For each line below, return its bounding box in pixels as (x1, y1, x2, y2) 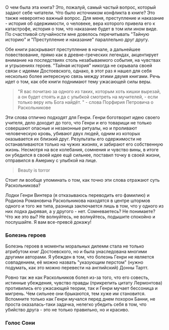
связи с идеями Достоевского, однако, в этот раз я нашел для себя (5, 68, 152, 74)
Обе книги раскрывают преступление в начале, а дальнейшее (5, 47, 141, 52)
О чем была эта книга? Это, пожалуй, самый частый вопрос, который (5, 5, 156, 10)
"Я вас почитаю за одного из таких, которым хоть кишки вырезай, (17, 89, 161, 94)
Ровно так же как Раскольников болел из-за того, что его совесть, (5, 274, 150, 280)
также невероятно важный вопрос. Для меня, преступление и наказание (5, 15, 164, 21)
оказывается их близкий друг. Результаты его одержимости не (5, 136, 142, 142)
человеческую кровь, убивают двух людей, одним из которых (5, 131, 140, 136)
